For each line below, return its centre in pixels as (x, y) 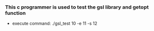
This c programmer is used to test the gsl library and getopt (77, 7)
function (15, 13)
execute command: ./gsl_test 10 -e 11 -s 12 (55, 23)
